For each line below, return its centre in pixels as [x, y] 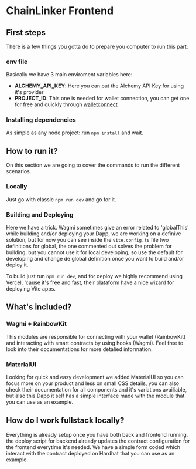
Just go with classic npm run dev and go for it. [61, 199]
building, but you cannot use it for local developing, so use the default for [94, 252]
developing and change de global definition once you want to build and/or [95, 259]
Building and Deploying [40, 214]
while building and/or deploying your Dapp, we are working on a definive [94, 234]
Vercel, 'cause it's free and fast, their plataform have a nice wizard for [90, 282]
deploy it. [17, 265]
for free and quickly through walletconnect [66, 104]
